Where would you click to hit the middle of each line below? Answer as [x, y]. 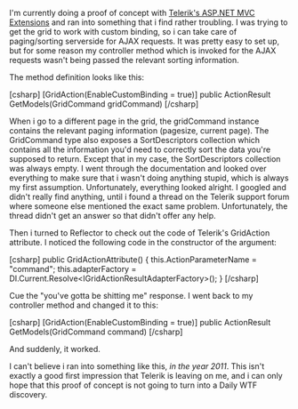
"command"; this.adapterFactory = [73, 269]
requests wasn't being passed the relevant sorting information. [125, 60]
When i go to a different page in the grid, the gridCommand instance [134, 121]
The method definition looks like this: [77, 77]
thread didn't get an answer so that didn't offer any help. [113, 216]
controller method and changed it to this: [84, 305]
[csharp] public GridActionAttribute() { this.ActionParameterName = [133, 260]
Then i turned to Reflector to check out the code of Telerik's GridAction [140, 233]
